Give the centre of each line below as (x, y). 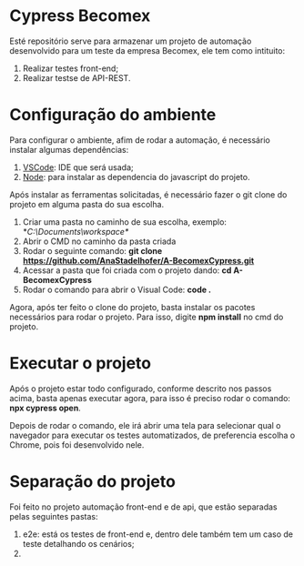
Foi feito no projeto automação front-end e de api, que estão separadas (143, 507)
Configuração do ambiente (113, 115)
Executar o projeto (81, 364)
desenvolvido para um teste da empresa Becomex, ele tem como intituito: (147, 50)
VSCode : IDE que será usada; (78, 167)
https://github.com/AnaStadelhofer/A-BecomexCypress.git (138, 260)
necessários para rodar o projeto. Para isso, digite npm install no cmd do (147, 317)
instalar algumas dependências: (69, 149)
